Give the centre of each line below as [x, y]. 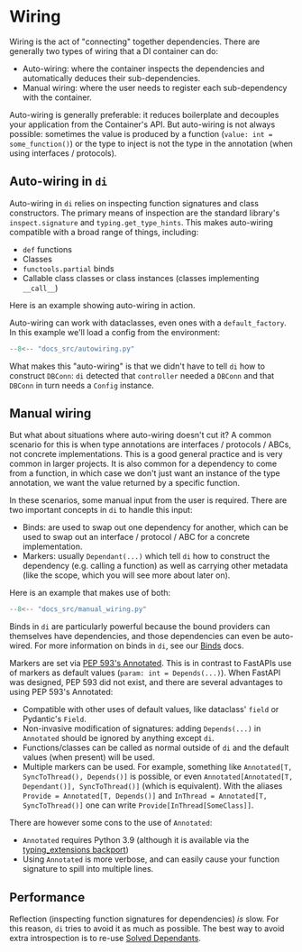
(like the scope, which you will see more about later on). [126, 575]
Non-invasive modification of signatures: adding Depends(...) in [142, 728]
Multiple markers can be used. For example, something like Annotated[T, [157, 767]
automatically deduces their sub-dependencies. [111, 78]
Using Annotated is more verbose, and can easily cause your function [151, 859]
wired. [21, 645]
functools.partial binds [68, 269]
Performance [47, 897]
